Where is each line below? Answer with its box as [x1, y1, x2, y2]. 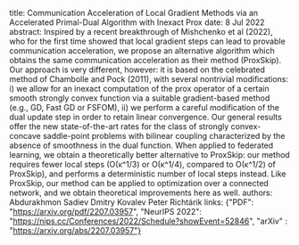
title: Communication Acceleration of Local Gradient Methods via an [9, 8, 259, 18]
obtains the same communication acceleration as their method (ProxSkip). [9, 55, 282, 65]
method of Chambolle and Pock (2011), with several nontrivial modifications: [9, 74, 288, 84]
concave [9, 131, 42, 141]
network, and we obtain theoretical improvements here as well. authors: [9, 187, 273, 198]
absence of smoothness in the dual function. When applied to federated [9, 140, 274, 151]
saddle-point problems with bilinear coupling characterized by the [43, 131, 286, 141]
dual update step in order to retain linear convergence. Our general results [9, 111, 283, 122]
